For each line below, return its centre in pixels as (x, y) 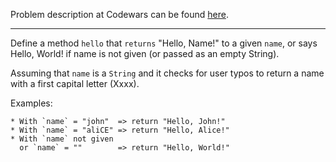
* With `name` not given (62, 139)
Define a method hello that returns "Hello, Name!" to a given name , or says (164, 43)
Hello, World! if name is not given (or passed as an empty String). (145, 53)
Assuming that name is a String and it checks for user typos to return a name (167, 73)
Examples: (31, 103)
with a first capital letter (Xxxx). (75, 83)
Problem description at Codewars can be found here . (119, 14)
